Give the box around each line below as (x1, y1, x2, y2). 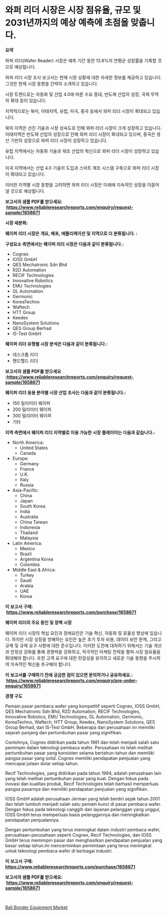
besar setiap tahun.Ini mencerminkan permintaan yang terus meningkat (5, 842, 152, 849)
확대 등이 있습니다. (10, 97, 46, 103)
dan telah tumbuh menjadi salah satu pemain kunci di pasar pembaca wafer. (5, 801, 162, 807)
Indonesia (19, 524, 40, 530)
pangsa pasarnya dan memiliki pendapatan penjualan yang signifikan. (5, 786, 149, 792)
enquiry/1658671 (5, 682, 41, 689)
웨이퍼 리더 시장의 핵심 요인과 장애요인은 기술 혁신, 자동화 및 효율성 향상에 (5, 630, 149, 636)
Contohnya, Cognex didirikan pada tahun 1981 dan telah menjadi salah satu (5, 739, 160, 745)
